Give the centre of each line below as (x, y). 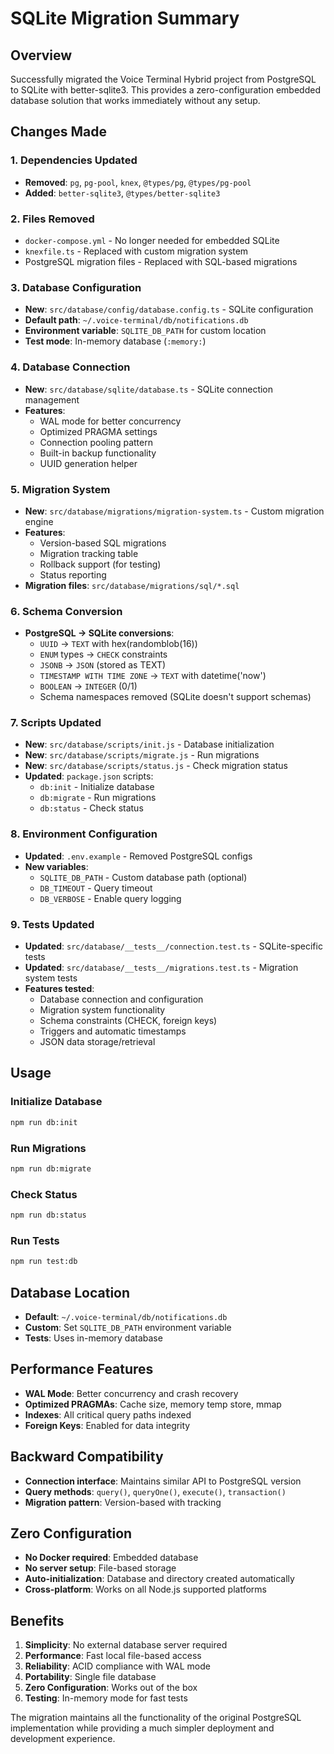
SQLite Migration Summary (125, 18)
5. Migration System (60, 489)
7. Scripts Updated (56, 723)
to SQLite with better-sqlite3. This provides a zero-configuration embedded (165, 90)
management (52, 399)
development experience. (63, 1739)
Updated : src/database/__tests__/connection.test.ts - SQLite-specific (173, 946)
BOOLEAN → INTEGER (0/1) (88, 686)
